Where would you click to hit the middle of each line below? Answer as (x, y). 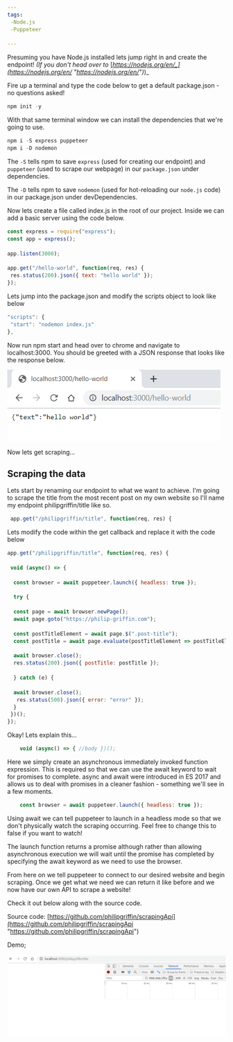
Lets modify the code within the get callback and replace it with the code (111, 532)
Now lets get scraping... (41, 452)
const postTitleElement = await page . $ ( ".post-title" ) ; (96, 634)
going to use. (26, 127)
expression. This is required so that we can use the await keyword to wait (112, 770)
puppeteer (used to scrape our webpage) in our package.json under (103, 169)
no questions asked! (36, 93)
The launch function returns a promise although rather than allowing (105, 846)
